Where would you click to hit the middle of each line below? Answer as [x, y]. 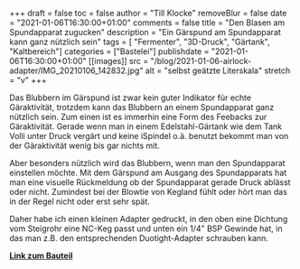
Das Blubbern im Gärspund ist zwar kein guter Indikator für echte [130, 97]
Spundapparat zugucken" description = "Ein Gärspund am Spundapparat [145, 32]
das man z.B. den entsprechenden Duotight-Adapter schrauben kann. [139, 238]
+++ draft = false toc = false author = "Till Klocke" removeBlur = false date [148, 13]
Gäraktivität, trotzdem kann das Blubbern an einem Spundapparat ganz [142, 107]
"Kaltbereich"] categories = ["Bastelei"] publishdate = [109, 51]
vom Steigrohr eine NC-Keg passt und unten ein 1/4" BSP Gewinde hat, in [146, 228]
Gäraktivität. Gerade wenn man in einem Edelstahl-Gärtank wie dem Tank [146, 126]
